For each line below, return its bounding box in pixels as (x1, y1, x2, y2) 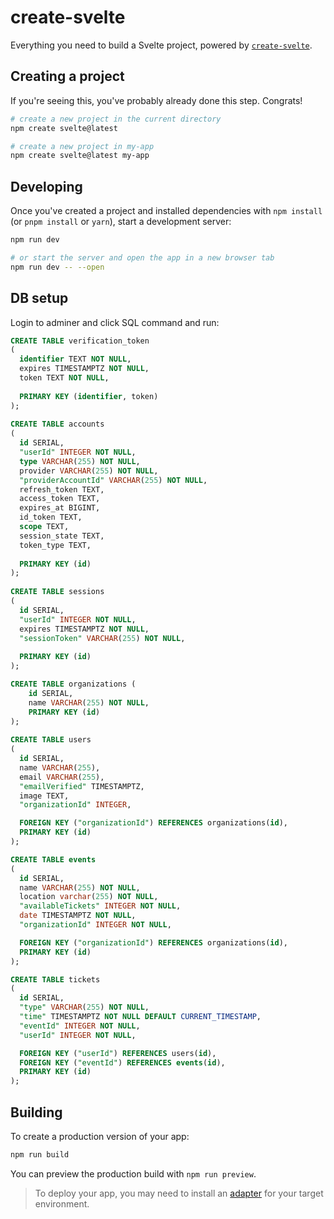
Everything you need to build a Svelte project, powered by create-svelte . (10, 39, 313, 51)
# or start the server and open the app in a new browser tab (10, 252, 275, 263)
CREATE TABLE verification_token (10, 336, 150, 346)
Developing (10, 178, 83, 195)
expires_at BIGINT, (19, 503, 101, 513)
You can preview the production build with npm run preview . (10, 1167, 257, 1180)
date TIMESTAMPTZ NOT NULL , (19, 911, 137, 921)
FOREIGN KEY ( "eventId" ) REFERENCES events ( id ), (19, 1057, 226, 1068)
